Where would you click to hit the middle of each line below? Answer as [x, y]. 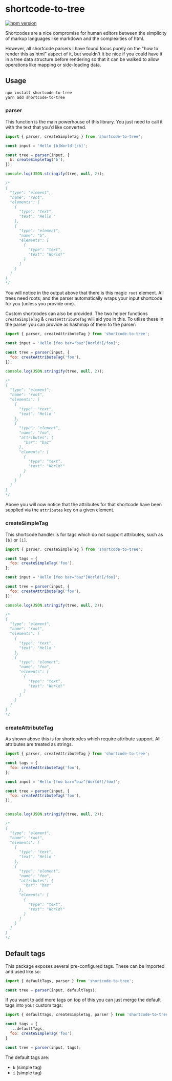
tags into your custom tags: [34, 1005]
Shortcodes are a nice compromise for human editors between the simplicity [86, 33]
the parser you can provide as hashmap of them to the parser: [71, 325]
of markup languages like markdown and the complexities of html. [75, 38]
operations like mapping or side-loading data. [53, 65]
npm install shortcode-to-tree [39, 93]
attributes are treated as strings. [39, 744]
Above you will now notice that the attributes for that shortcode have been [84, 505]
